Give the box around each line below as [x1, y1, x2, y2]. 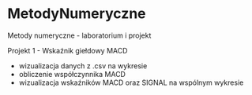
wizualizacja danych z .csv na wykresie [18, 60, 148, 71]
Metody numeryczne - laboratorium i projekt [7, 31, 152, 40]
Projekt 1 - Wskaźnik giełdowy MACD [7, 46, 128, 55]
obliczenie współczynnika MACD [18, 69, 126, 79]
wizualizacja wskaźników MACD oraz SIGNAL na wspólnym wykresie [18, 78, 244, 87]
